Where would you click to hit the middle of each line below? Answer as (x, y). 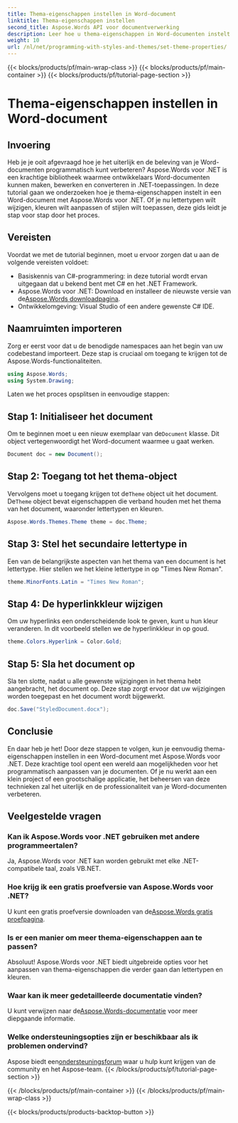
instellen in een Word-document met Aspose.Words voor (137, 756)
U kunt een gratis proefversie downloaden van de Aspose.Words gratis (110, 912)
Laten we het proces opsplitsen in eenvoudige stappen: (88, 394)
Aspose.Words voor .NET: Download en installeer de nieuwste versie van (124, 291)
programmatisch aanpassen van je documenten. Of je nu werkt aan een (112, 771)
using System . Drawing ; (41, 381)
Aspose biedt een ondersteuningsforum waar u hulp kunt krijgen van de (112, 1061)
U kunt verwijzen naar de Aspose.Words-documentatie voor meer (103, 1011)
